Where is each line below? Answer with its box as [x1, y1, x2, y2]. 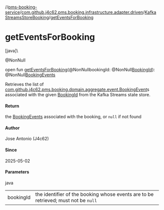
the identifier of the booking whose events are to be [35, 190, 154, 197]
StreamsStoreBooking [5, 15, 49, 20]
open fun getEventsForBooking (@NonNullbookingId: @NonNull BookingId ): [5, 66, 155, 72]
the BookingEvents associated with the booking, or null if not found [5, 114, 142, 120]
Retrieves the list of [5, 81, 44, 87]
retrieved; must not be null [35, 197, 97, 204]
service [5, 9, 20, 15]
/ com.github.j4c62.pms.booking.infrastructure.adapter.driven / [20, 9, 145, 15]
